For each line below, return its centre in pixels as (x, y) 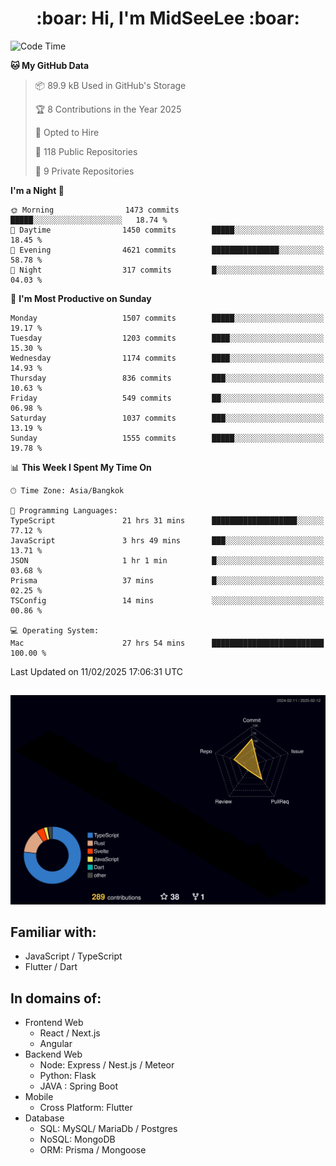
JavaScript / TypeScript (73, 956)
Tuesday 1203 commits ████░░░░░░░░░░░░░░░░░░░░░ (167, 338)
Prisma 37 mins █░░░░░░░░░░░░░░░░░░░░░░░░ (167, 580)
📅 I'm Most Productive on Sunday (81, 298)
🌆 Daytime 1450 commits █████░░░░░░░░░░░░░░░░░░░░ (167, 230)
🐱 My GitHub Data (50, 65)
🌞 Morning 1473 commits (95, 210)
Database (44, 1118)
